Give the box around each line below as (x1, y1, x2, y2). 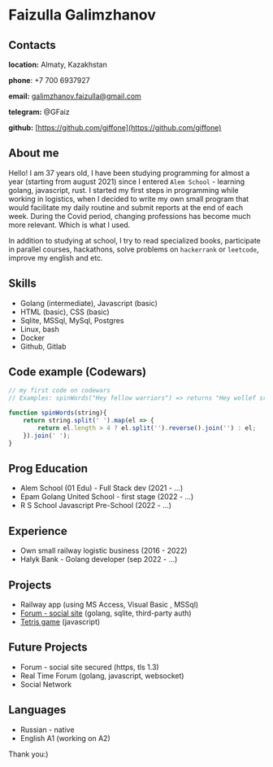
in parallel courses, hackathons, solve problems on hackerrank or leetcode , (8, 244, 259, 254)
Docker (19, 332, 45, 343)
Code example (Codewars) (8, 365, 147, 379)
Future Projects (8, 641, 88, 655)
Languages (8, 703, 67, 717)
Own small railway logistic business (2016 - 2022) (19, 546, 188, 555)
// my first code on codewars (8, 387, 111, 395)
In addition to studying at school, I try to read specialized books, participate (8, 235, 262, 245)
